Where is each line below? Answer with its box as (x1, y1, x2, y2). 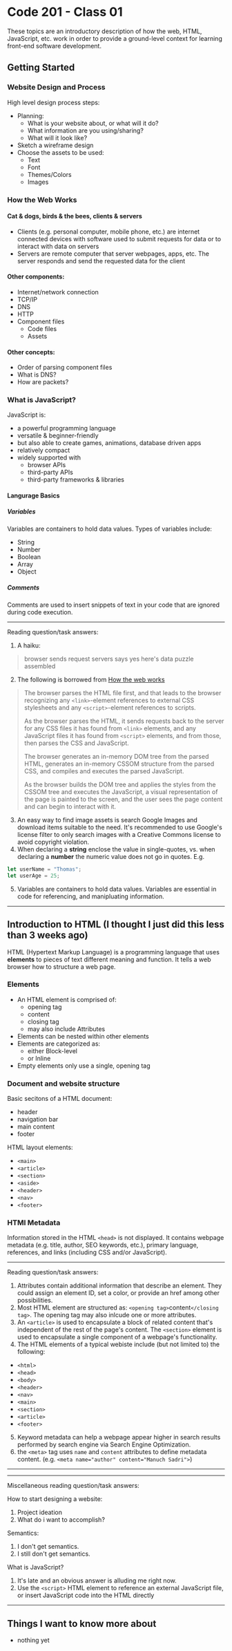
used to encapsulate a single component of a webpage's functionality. (17, 1333, 217, 1341)
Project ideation (17, 1508, 62, 1517)
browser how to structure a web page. (7, 962, 116, 971)
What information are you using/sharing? (27, 126, 144, 135)
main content (17, 1122, 55, 1131)
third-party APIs (27, 468, 74, 477)
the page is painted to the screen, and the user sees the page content (23, 795, 223, 803)
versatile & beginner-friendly (17, 431, 99, 440)
